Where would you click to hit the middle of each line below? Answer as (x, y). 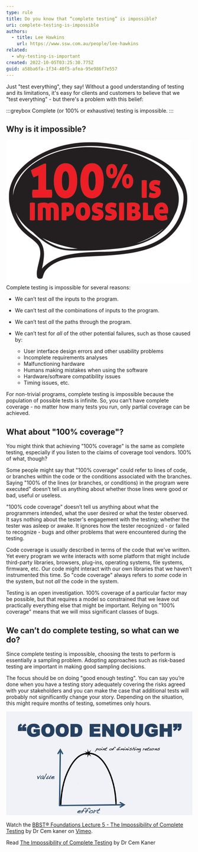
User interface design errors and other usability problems (93, 351)
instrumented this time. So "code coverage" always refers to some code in (97, 575)
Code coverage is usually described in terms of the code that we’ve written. (98, 550)
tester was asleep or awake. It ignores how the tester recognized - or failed (98, 526)
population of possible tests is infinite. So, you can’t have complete (88, 401)
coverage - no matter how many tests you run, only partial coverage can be (98, 407)
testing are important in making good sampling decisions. (76, 666)
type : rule (20, 12)
